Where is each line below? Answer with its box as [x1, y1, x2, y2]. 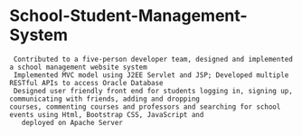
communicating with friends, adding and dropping [9, 94, 201, 103]
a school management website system [9, 63, 147, 72]
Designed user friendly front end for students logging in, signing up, [13, 86, 294, 95]
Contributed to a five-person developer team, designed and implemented [13, 54, 294, 63]
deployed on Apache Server [21, 118, 124, 127]
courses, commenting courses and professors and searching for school [9, 102, 281, 112]
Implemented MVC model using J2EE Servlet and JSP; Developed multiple [13, 70, 289, 80]
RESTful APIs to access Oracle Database [9, 78, 165, 87]
